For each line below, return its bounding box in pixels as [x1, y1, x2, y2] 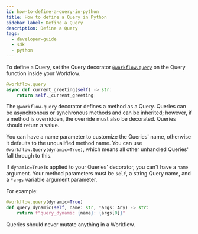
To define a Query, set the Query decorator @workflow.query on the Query [6, 63, 186, 70]
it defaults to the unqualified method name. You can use [6, 140, 142, 147]
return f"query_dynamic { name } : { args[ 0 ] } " [17, 210, 126, 216]
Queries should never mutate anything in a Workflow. [6, 221, 135, 228]
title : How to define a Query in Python [6, 14, 108, 20]
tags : [6, 31, 20, 37]
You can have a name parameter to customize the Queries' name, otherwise [6, 133, 191, 140]
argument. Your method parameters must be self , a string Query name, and [6, 170, 191, 177]
